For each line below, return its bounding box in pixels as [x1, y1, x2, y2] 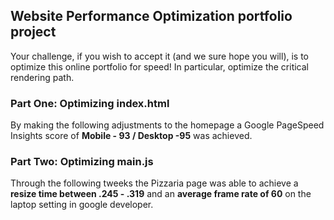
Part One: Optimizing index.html [10, 96, 170, 110]
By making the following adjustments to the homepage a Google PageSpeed [10, 119, 325, 131]
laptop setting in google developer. [10, 199, 154, 211]
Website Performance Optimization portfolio [10, 8, 293, 25]
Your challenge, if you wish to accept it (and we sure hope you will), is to [10, 50, 310, 62]
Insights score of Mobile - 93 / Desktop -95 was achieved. [10, 130, 253, 142]
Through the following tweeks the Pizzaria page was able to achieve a [10, 177, 299, 189]
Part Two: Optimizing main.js [10, 155, 154, 169]
